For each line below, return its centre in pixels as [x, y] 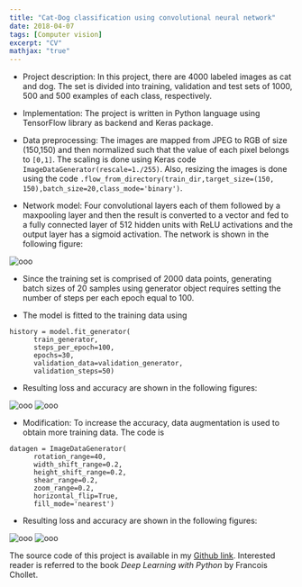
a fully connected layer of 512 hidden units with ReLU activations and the [157, 225]
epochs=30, [54, 356]
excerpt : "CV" [36, 43]
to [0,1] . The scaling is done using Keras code [109, 159]
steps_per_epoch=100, [74, 348]
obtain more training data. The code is [93, 432]
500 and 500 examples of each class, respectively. [117, 96]
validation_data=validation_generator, [108, 364]
